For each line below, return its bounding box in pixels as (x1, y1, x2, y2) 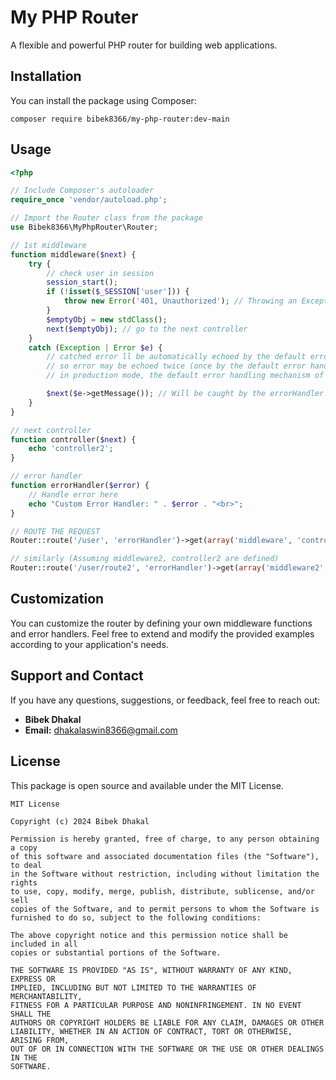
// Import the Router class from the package (10, 213, 203, 223)
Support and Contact (10, 667, 144, 685)
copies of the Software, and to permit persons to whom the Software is (10, 904, 320, 914)
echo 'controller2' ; (28, 444, 114, 454)
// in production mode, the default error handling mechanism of (46, 371, 325, 381)
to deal (10, 860, 43, 870)
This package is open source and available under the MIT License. (10, 779, 284, 791)
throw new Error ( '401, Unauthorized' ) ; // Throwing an (63, 296, 298, 306)
